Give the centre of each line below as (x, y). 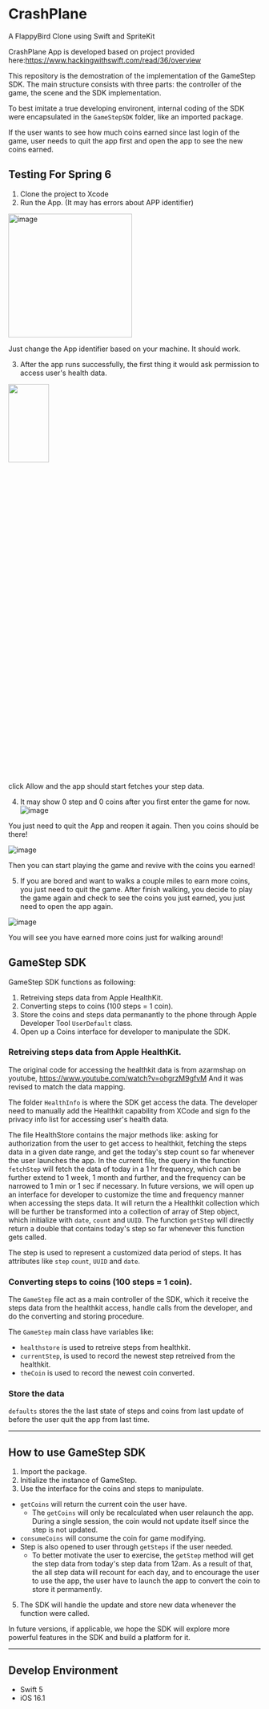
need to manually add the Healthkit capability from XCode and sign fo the (129, 1110)
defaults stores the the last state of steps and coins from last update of (126, 1411)
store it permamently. (67, 1590)
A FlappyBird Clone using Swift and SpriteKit (82, 36)
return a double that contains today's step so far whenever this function (126, 1228)
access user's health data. (63, 373)
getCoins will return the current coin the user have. (103, 1505)
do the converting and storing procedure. (76, 1316)
